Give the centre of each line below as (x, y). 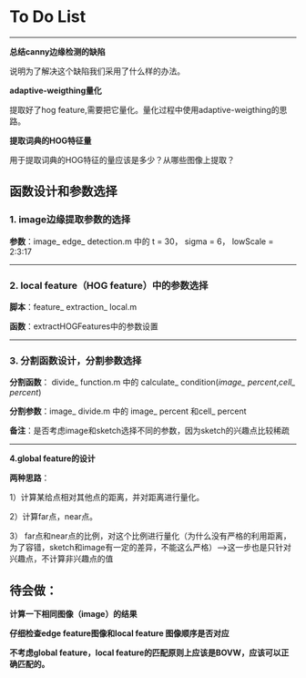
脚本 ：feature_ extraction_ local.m (73, 306)
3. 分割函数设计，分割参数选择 (76, 360)
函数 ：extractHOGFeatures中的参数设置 (84, 326)
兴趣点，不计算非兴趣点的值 (61, 559)
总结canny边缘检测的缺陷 (58, 51)
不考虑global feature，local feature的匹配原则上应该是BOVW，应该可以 (145, 652)
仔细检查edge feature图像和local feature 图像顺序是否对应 (119, 633)
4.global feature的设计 (52, 458)
